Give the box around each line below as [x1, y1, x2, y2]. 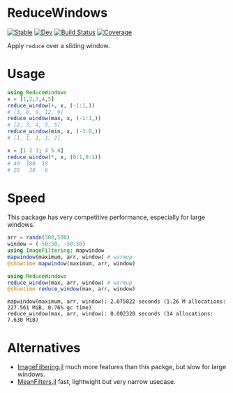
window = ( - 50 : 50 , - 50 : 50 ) [7, 241, 86, 248]
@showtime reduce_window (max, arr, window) [7, 286, 136, 292]
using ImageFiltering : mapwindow [7, 247, 105, 254]
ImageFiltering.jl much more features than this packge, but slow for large [17, 363, 227, 371]
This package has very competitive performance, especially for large [7, 213, 206, 221]
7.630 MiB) [7, 316, 39, 324]
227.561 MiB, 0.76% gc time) [7, 304, 92, 311]
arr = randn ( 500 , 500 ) [7, 234, 70, 242]
